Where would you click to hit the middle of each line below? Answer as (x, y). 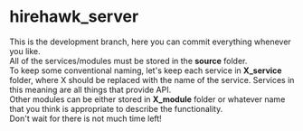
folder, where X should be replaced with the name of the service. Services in (152, 80)
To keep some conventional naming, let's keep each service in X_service (146, 70)
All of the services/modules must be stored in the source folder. (128, 61)
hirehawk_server (74, 17)
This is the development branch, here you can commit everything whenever (150, 42)
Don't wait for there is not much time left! (86, 118)
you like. (25, 51)
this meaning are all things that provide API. (90, 89)
